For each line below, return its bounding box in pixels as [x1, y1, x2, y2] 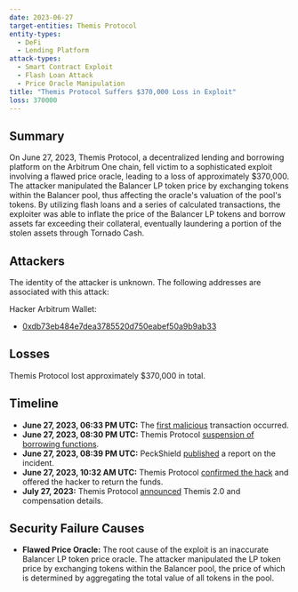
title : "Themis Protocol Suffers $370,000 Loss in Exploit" [9, 87, 238, 96]
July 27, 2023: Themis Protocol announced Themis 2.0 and [21, 485, 241, 496]
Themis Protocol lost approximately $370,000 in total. [9, 370, 206, 380]
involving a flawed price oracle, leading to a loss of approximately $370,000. [9, 171, 290, 182]
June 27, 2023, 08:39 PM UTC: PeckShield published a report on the [21, 448, 277, 459]
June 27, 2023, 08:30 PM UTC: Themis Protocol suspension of [21, 428, 255, 440]
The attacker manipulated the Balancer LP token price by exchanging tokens [9, 180, 289, 191]
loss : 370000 [9, 95, 58, 105]
